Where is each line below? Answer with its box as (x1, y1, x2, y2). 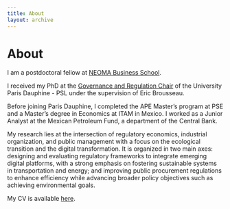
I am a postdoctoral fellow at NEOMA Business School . (7, 69, 162, 77)
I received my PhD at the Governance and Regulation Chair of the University (7, 82, 222, 90)
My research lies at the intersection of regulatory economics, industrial (7, 130, 207, 138)
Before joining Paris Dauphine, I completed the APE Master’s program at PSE (7, 102, 224, 110)
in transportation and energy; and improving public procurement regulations (7, 167, 222, 175)
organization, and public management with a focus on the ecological (7, 138, 201, 146)
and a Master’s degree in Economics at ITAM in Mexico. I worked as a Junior (7, 110, 223, 118)
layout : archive (7, 16, 54, 23)
